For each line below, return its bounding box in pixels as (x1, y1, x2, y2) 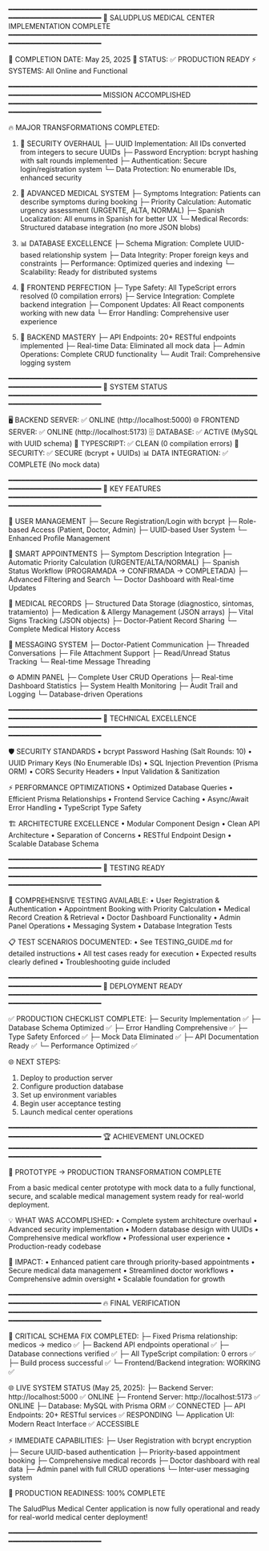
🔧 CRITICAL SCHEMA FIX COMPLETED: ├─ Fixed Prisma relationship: (8, 1331, 238, 1341)
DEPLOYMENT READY (109, 981, 183, 991)
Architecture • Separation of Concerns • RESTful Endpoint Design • (8, 830, 232, 839)
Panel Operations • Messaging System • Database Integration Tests (8, 921, 232, 931)
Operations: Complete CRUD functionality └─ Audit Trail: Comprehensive (19, 350, 261, 359)
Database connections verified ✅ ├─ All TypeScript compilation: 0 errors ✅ (8, 1349, 256, 1358)
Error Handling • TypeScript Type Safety (8, 803, 142, 812)
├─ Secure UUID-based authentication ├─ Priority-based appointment (8, 1447, 240, 1456)
